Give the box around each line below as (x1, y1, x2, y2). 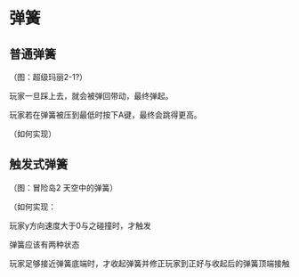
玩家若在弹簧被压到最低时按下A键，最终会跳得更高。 (9, 110, 202, 120)
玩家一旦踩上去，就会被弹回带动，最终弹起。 (9, 91, 174, 101)
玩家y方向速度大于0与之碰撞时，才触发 (9, 220, 151, 231)
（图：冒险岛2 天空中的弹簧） (9, 182, 118, 192)
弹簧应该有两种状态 (9, 239, 80, 249)
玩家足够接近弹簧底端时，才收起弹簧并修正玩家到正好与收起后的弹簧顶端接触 (9, 257, 290, 268)
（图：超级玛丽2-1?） (9, 72, 87, 82)
